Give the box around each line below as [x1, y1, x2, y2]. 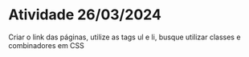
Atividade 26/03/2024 [8, 6, 162, 24]
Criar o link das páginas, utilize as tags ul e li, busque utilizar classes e [8, 32, 241, 42]
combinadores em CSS [8, 40, 84, 50]
